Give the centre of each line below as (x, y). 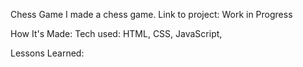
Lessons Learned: (47, 53)
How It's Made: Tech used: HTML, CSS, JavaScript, (116, 33)
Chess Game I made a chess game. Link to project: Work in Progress (151, 14)
